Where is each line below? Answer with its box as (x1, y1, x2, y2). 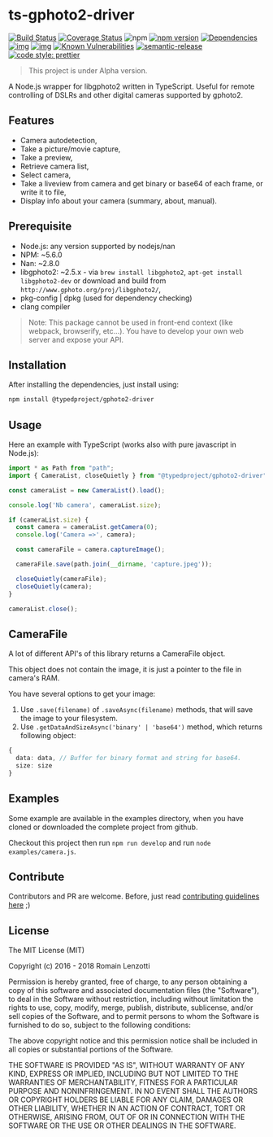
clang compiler (19, 301, 71, 311)
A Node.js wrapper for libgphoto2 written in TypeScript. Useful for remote (8, 81, 255, 91)
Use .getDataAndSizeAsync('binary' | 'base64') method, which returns (19, 722, 262, 732)
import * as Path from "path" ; (8, 464, 115, 473)
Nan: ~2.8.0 (19, 258, 60, 268)
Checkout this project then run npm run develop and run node (8, 837, 211, 847)
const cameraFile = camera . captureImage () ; (15, 545, 165, 554)
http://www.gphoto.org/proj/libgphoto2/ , (19, 284, 161, 294)
